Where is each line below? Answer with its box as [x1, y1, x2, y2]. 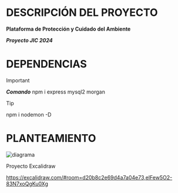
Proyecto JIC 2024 [6, 36, 53, 44]
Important [6, 76, 30, 84]
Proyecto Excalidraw [6, 162, 56, 169]
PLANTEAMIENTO [6, 132, 96, 145]
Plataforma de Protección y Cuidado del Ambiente [6, 25, 131, 32]
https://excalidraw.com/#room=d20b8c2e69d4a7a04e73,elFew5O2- [6, 174, 173, 181]
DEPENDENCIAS [6, 58, 87, 71]
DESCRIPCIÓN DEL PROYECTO [6, 6, 158, 19]
